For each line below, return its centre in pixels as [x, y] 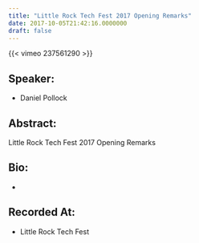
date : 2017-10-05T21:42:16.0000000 [68, 23]
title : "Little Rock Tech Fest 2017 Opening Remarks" [100, 16]
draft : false [30, 30]
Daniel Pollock [44, 98]
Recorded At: [42, 212]
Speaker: [31, 78]
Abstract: [32, 123]
